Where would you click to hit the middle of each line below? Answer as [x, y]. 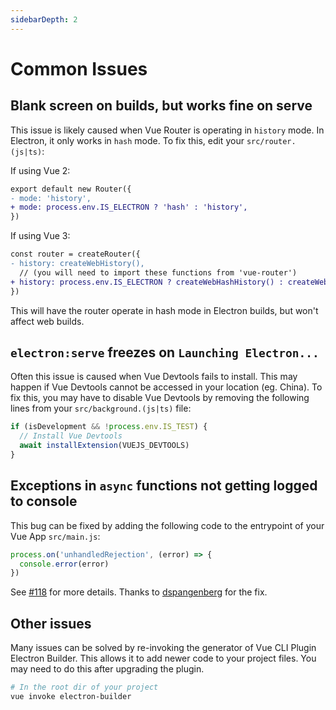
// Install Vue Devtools [71, 436]
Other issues [51, 623]
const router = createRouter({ [75, 254]
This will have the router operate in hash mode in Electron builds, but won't [164, 310]
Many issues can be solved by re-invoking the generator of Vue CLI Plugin [163, 648]
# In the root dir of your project [84, 687]
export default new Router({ [71, 189]
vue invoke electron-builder [71, 696]
